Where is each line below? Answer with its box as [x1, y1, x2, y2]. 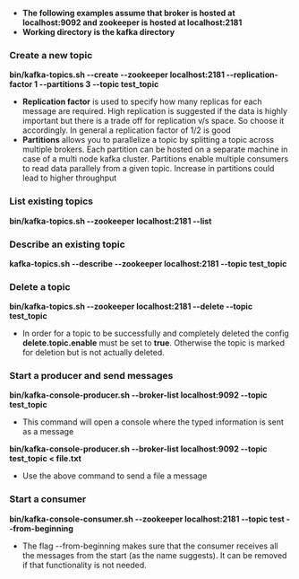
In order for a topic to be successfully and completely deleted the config [21, 328, 289, 339]
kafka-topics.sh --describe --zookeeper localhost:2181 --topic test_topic [9, 258, 287, 268]
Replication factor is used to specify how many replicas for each [21, 96, 262, 107]
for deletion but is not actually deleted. [21, 347, 166, 358]
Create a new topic [9, 48, 93, 61]
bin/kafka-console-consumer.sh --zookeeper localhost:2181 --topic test [9, 513, 285, 524]
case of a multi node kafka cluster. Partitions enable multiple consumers [21, 154, 289, 164]
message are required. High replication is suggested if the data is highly [21, 106, 288, 117]
